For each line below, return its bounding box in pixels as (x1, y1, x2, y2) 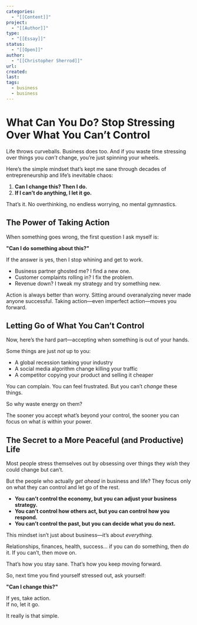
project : (6, 19, 28, 25)
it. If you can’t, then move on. (6, 549, 77, 556)
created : (6, 69, 28, 75)
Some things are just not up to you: (6, 348, 91, 355)
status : (6, 42, 25, 48)
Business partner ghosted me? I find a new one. (14, 267, 131, 274)
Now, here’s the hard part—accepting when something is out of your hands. (6, 336, 189, 344)
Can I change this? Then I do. (14, 183, 88, 190)
